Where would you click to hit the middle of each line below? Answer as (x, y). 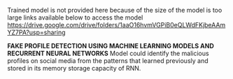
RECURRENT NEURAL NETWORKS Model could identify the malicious (108, 53)
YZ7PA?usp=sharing (36, 32)
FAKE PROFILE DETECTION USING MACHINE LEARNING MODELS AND (111, 46)
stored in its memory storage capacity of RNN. (74, 68)
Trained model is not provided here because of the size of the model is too (115, 10)
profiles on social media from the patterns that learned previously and (108, 61)
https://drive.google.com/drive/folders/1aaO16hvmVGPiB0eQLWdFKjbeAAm (116, 25)
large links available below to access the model (75, 17)
